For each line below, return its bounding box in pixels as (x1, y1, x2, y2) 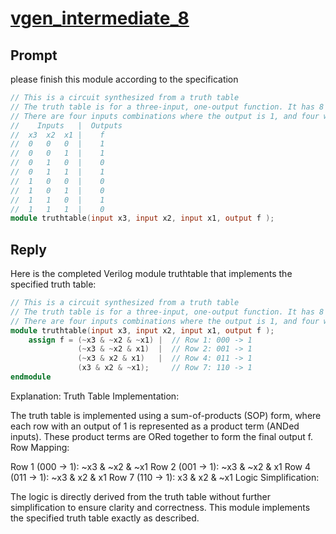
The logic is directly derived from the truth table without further (10, 490, 272, 502)
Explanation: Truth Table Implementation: (10, 390, 180, 402)
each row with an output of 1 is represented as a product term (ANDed (10, 420, 300, 432)
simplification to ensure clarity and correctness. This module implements (10, 501, 311, 513)
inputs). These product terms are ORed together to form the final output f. (10, 430, 314, 442)
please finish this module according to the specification (10, 73, 239, 85)
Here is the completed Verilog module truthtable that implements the (10, 268, 293, 280)
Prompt (10, 47, 58, 64)
